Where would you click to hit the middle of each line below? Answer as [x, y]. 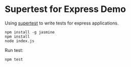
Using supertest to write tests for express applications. [62, 23]
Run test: [14, 50]
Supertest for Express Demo [65, 9]
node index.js [20, 41]
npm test [14, 59]
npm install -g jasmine [30, 32]
